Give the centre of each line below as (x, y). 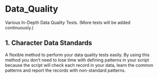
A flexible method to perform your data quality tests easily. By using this (77, 55)
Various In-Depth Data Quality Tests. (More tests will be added (68, 22)
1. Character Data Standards (49, 43)
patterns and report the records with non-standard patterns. (65, 70)
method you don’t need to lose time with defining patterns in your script (77, 60)
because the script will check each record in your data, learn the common (79, 65)
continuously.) (20, 27)
